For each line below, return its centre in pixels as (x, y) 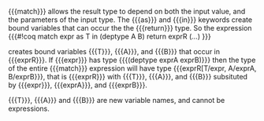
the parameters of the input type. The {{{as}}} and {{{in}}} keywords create (130, 20)
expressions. (29, 108)
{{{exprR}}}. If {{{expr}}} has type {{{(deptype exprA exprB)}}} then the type (132, 60)
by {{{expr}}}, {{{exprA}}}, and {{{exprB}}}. (78, 85)
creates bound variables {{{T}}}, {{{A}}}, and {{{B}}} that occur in (114, 51)
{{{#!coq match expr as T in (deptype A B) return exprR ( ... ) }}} (110, 36)
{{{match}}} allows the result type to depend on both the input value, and (127, 11)
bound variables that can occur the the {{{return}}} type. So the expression (130, 28)
